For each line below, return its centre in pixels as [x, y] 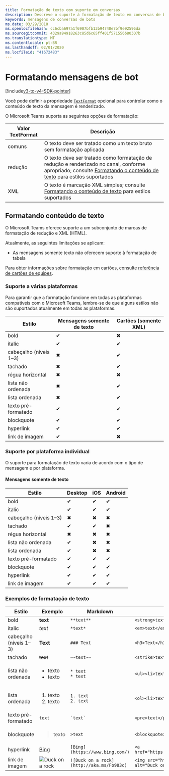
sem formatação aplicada [74, 150]
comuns [17, 147]
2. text [79, 701]
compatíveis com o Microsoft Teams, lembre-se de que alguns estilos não [82, 303]
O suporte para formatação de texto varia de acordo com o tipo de [74, 462]
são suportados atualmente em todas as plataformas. [60, 308]
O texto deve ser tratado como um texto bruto [98, 143]
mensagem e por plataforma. [35, 468]
